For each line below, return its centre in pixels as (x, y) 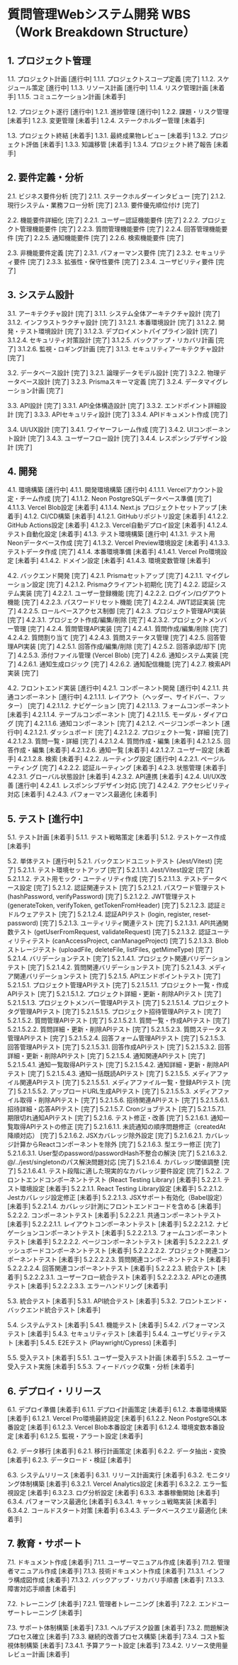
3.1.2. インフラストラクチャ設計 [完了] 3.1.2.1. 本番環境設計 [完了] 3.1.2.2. (112, 322)
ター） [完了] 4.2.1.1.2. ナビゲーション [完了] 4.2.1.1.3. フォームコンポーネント (119, 706)
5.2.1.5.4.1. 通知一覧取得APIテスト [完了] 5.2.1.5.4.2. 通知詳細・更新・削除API (118, 1065)
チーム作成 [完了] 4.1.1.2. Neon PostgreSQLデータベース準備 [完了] (116, 499)
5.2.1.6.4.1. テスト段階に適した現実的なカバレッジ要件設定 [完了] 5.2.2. (120, 1171)
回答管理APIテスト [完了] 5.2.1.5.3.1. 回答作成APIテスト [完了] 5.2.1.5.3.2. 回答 (119, 1047)
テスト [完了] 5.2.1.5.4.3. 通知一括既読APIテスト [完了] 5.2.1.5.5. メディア (112, 1074)
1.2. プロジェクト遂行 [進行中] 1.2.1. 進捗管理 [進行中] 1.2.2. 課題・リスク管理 (118, 112)
